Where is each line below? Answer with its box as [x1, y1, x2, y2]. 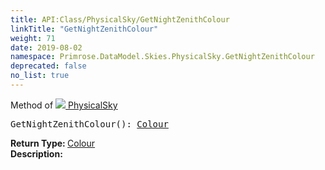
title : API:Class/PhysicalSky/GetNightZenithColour [10, 14, 230, 25]
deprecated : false [10, 61, 87, 71]
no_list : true [10, 71, 70, 81]
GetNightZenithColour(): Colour [10, 118, 169, 130]
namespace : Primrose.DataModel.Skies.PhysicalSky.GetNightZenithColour [10, 52, 315, 62]
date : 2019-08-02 [10, 42, 83, 53]
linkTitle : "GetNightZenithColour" [10, 24, 159, 34]
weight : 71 [10, 33, 56, 43]
